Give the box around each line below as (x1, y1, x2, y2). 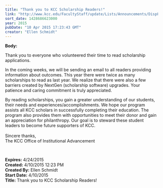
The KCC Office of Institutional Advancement (5, 138, 96, 143)
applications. (5, 58, 31, 63)
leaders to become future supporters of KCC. (5, 123, 96, 128)
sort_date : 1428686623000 (5, 16, 57, 21)
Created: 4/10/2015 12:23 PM (5, 162, 64, 168)
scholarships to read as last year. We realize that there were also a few (5, 77, 147, 83)
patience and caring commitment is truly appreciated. (5, 88, 113, 93)
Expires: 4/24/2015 (5, 157, 44, 162)
